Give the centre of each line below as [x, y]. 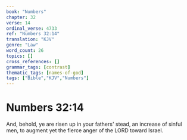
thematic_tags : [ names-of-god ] [45, 73]
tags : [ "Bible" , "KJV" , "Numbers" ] [48, 78]
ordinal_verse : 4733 [32, 28]
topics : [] [20, 56]
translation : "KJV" [30, 39]
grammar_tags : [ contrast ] [38, 67]
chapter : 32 [21, 17]
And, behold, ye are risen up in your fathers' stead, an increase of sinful [94, 124]
